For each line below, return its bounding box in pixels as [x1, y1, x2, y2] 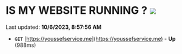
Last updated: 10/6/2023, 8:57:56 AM [5, 23, 102, 31]
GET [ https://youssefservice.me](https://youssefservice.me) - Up [14, 35, 176, 42]
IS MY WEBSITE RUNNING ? [5, 4, 148, 17]
